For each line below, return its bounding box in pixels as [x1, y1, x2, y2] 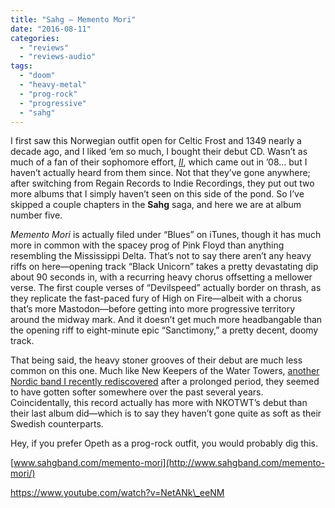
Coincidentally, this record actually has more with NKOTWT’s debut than [10, 397, 308, 409]
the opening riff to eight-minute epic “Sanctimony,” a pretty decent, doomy [10, 324, 319, 336]
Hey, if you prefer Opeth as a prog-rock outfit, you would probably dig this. [10, 437, 319, 450]
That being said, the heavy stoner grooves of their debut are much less [10, 354, 303, 366]
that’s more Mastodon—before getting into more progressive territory [10, 303, 296, 315]
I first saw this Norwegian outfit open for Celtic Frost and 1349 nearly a [10, 135, 302, 147]
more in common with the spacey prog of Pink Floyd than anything [10, 239, 285, 251]
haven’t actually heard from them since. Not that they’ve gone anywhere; [10, 167, 311, 179]
